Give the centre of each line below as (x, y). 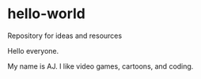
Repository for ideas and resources (65, 36)
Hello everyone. (33, 51)
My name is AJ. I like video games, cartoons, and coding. (100, 66)
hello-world (47, 14)
